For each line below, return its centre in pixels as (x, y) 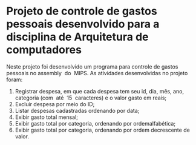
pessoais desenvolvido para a (83, 24)
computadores (44, 50)
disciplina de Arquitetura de (77, 37)
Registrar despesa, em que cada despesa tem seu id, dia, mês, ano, (100, 91)
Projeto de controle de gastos (82, 11)
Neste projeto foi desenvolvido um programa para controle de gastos (92, 66)
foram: (15, 79)
